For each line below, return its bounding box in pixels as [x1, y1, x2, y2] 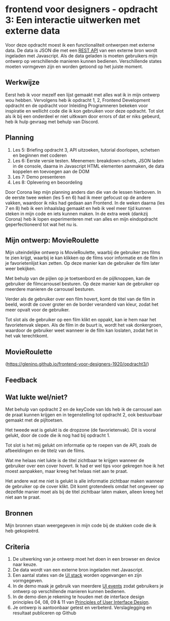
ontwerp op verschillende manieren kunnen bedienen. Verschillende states [5, 58, 162, 64]
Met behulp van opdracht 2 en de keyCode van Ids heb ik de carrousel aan [5, 406, 162, 412]
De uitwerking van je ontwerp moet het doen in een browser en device [12, 556, 160, 562]
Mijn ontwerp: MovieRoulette [5, 236, 99, 245]
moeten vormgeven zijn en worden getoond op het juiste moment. [5, 63, 144, 70]
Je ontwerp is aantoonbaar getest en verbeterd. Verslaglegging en [12, 605, 152, 611]
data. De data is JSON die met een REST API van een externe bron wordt [5, 47, 157, 53]
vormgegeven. [12, 577, 43, 584]
